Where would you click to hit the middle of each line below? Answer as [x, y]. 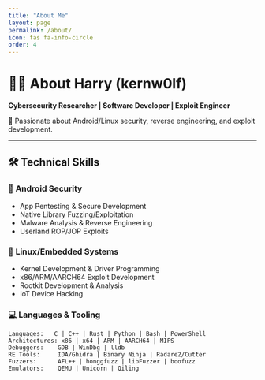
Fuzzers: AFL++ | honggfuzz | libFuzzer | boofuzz [102, 362]
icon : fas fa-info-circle [50, 37]
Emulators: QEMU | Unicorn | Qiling [74, 369]
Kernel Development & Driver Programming [90, 269]
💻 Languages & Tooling [54, 315]
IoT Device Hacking [51, 294]
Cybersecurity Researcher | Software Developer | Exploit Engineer [119, 106]
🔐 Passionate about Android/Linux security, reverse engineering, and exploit [132, 121]
